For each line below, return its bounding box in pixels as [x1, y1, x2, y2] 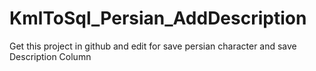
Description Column [9, 50, 92, 62]
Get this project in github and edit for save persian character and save [9, 40, 297, 52]
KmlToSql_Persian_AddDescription [9, 7, 307, 30]
